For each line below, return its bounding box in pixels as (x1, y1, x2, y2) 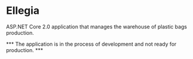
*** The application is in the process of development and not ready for (6, 40, 177, 47)
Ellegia (6, 4, 40, 17)
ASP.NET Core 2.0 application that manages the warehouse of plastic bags (6, 23, 187, 30)
